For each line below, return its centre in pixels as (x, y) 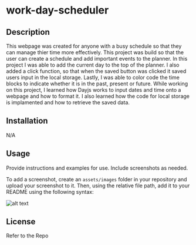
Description (28, 32)
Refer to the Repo (27, 236)
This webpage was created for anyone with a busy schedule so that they (94, 46)
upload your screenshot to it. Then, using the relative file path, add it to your (98, 186)
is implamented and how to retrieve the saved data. (68, 102)
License (21, 222)
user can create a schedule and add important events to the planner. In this (97, 59)
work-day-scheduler (58, 10)
